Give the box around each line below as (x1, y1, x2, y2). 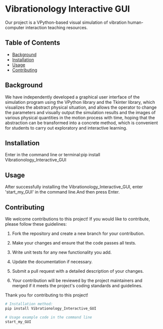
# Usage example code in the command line (5, 314, 92, 320)
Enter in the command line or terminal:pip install (5, 152, 100, 158)
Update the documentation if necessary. (12, 259, 93, 264)
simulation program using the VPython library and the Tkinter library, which (5, 99, 155, 105)
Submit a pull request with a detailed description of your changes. (12, 268, 144, 274)
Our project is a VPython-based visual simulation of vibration (5, 19, 127, 25)
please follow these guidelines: (5, 221, 67, 227)
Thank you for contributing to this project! (5, 292, 88, 298)
